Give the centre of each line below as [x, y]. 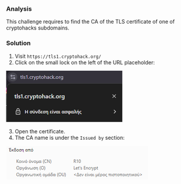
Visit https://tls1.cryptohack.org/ [58, 56]
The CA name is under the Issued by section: [70, 137]
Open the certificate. [40, 131]
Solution [19, 43]
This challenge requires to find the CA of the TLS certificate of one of [90, 22]
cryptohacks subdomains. [38, 28]
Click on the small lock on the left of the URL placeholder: [85, 62]
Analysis [19, 9]
